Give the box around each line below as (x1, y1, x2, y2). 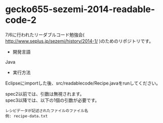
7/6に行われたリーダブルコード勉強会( (5, 31, 85, 37)
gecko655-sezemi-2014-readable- (5, 4, 155, 15)
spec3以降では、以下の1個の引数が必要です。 (5, 97, 100, 103)
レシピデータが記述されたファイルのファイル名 (5, 108, 89, 113)
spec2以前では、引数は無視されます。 (5, 91, 85, 97)
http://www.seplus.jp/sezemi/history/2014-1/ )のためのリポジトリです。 (5, 38, 153, 44)
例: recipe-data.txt (5, 113, 48, 118)
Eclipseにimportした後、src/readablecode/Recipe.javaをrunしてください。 (5, 80, 161, 86)
